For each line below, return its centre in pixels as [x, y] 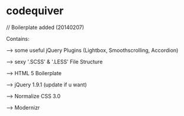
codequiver [35, 11]
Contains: [18, 38]
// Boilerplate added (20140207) [45, 27]
